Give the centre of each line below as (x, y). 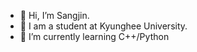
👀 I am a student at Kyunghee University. (103, 26)
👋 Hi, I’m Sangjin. (54, 15)
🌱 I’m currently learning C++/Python (94, 36)
